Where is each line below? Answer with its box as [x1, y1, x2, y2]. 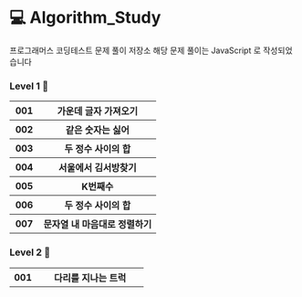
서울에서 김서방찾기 [57, 162, 137, 175]
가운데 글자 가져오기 [57, 105, 139, 118]
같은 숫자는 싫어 [65, 124, 130, 137]
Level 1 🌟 [9, 80, 48, 92]
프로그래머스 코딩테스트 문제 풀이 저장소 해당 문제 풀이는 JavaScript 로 [9, 45, 262, 56]
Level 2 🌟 [9, 246, 51, 259]
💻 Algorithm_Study [9, 7, 161, 28]
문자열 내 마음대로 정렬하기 [43, 218, 152, 231]
